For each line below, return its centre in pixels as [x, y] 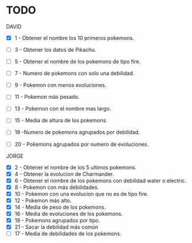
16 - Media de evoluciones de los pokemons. [69, 214]
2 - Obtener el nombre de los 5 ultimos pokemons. [75, 167]
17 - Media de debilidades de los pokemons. [68, 234]
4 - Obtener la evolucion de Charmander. [64, 174]
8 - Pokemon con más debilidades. [57, 187]
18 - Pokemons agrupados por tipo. [57, 221]
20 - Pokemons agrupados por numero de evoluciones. [81, 144]
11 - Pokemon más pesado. [47, 97]
